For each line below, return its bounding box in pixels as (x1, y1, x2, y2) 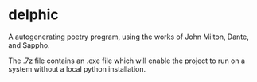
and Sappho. (8, 40, 50, 49)
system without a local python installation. (8, 64, 146, 73)
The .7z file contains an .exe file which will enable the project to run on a (8, 56, 245, 65)
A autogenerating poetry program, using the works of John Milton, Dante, (8, 32, 249, 41)
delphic (8, 6, 60, 24)
